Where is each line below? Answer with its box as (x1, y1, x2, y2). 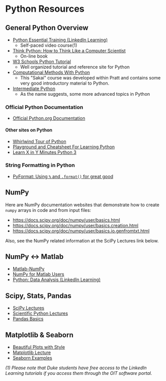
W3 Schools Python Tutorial (12, 59, 71, 64)
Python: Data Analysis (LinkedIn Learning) (12, 277, 101, 283)
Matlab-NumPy (12, 266, 45, 272)
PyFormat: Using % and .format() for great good (12, 173, 113, 179)
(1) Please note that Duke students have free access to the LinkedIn (5, 365, 147, 371)
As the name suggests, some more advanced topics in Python (20, 91, 150, 97)
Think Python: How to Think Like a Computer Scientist (12, 48, 126, 53)
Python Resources (5, 3, 85, 15)
